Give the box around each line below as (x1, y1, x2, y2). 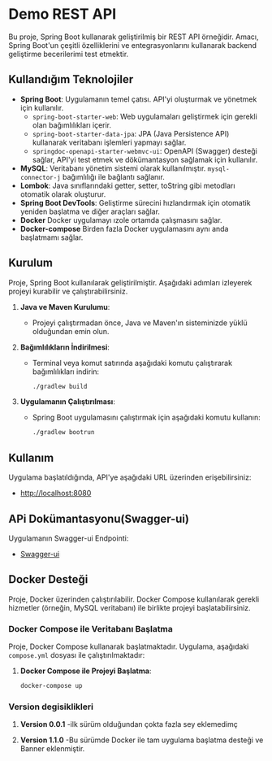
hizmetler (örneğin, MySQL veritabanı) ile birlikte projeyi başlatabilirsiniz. (8, 602, 251, 612)
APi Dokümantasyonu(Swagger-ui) (8, 511, 189, 525)
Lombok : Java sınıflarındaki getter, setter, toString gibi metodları (19, 180, 235, 190)
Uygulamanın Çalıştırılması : (19, 397, 115, 407)
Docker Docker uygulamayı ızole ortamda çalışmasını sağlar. (19, 215, 222, 224)
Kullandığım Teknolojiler (8, 72, 134, 86)
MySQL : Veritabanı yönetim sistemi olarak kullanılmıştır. (19, 163, 206, 173)
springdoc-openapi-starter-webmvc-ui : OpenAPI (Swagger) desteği (32, 146, 257, 155)
